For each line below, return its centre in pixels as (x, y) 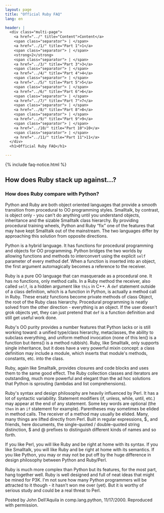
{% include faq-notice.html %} (36, 164)
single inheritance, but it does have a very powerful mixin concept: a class (80, 348)
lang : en (14, 19)
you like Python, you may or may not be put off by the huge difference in (78, 455)
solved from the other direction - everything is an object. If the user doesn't (81, 307)
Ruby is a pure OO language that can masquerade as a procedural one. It (79, 276)
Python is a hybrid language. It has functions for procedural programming (79, 245)
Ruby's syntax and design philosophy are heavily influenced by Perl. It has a (82, 393)
